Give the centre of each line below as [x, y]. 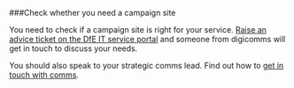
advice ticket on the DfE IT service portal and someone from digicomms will [147, 39]
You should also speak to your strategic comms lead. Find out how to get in [147, 66]
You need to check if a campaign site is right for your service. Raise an [138, 29]
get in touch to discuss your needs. [73, 48]
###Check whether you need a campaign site [93, 13]
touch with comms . [44, 75]
